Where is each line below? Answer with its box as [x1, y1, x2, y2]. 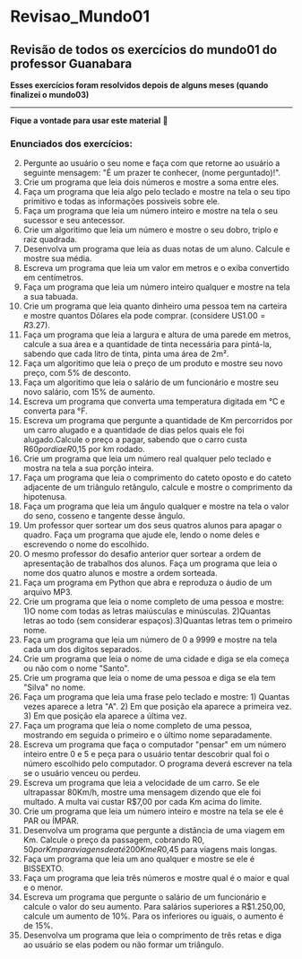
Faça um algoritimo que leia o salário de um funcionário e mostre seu [22, 377, 279, 388]
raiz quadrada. [22, 234, 77, 245]
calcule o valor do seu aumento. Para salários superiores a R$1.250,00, [22, 902, 286, 912]
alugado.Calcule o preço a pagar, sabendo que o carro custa [22, 434, 247, 445]
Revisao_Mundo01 [10, 6, 151, 27]
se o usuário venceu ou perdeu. [22, 768, 142, 779]
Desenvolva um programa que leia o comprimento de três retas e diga [22, 930, 281, 941]
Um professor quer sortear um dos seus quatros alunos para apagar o [22, 520, 282, 531]
